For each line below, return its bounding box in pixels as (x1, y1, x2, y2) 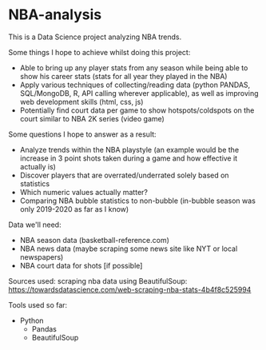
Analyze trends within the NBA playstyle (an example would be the (19, 145, 240, 154)
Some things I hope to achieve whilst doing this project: (8, 47, 191, 57)
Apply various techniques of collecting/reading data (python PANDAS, (19, 80, 251, 89)
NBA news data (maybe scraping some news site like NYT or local (19, 244, 238, 253)
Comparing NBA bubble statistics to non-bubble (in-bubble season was (19, 196, 256, 205)
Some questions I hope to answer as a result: (8, 129, 157, 139)
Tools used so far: (8, 300, 68, 309)
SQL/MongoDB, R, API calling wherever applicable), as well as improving (19, 88, 259, 97)
